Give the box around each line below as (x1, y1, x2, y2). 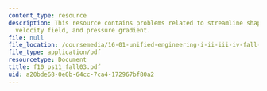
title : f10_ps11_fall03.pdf (8, 63, 102, 71)
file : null (8, 33, 44, 42)
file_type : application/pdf (8, 48, 102, 56)
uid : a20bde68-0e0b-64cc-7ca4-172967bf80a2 (8, 70, 155, 78)
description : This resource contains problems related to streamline (8, 19, 244, 27)
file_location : (8, 41, 59, 49)
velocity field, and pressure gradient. (15, 26, 151, 34)
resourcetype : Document (8, 56, 87, 64)
